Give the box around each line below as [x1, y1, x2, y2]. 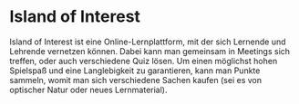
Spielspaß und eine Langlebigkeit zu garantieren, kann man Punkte [9, 65, 261, 76]
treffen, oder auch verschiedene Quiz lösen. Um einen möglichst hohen [9, 55, 278, 66]
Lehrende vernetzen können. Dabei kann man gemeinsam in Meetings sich [9, 45, 290, 56]
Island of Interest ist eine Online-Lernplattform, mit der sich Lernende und [9, 36, 286, 47]
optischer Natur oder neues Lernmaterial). [9, 84, 168, 95]
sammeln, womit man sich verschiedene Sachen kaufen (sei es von [9, 74, 263, 85]
